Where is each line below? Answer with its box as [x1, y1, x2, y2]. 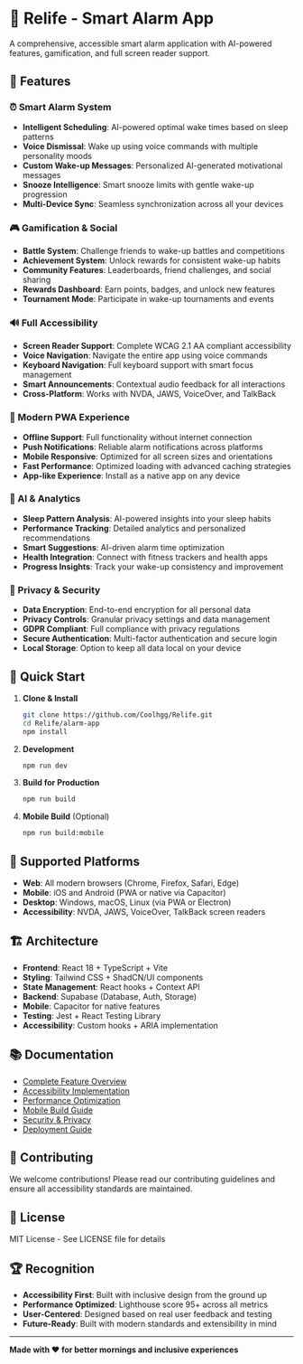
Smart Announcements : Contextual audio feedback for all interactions [22, 379, 286, 390]
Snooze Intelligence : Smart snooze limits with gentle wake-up [22, 179, 254, 190]
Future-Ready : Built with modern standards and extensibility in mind [22, 1319, 278, 1330]
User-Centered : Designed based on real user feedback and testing [22, 1309, 272, 1320]
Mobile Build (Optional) [22, 811, 110, 822]
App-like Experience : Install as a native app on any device [22, 470, 241, 481]
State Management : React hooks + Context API [22, 981, 200, 992]
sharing [22, 274, 51, 285]
